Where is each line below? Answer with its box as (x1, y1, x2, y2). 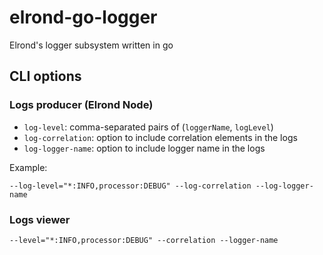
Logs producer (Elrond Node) (9, 98, 154, 112)
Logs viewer (9, 212, 71, 226)
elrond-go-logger (9, 6, 158, 29)
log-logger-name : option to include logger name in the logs (23, 142, 266, 154)
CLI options (9, 68, 82, 85)
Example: (9, 161, 48, 173)
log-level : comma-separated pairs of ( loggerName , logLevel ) (23, 121, 274, 133)
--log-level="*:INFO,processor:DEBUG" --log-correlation (9, 181, 252, 191)
